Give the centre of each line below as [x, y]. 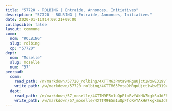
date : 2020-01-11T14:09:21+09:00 [41, 19]
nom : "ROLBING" [26, 39]
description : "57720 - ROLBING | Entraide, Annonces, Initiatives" [79, 15]
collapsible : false [26, 24]
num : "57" [20, 67]
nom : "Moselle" [26, 58]
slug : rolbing [25, 43]
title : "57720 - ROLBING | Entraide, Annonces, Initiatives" [72, 10]
